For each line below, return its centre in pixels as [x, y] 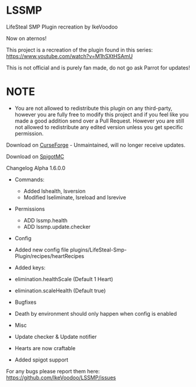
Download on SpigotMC [35, 156]
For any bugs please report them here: [53, 371]
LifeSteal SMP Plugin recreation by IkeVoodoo [62, 27]
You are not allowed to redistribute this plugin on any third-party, [94, 108]
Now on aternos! [26, 38]
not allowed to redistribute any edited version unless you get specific [99, 127]
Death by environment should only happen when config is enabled [96, 313]
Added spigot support [41, 360]
